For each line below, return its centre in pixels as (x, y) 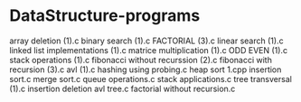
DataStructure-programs (105, 16)
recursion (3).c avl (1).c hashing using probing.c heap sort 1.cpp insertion (146, 70)
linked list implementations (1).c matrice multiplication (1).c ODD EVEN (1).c (148, 50)
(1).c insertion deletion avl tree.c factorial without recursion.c (122, 88)
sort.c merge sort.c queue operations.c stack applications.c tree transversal (150, 79)
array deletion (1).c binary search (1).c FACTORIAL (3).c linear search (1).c (146, 41)
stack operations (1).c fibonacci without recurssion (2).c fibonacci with (141, 60)
